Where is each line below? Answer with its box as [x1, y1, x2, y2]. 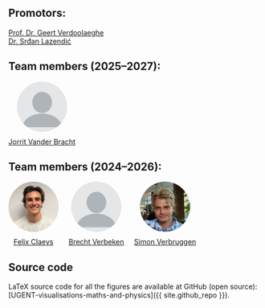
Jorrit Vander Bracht [8, 137, 76, 146]
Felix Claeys [13, 237, 54, 247]
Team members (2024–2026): [8, 160, 162, 174]
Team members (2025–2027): [8, 60, 161, 73]
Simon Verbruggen [133, 237, 197, 247]
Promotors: [8, 6, 67, 20]
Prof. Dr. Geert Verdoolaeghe [8, 27, 104, 37]
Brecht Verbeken [68, 237, 124, 247]
